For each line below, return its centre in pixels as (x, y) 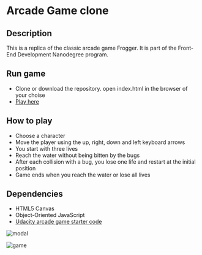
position (25, 168)
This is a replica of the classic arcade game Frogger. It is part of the (92, 48)
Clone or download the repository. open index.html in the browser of (101, 88)
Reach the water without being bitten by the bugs (77, 155)
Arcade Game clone (58, 11)
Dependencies (35, 194)
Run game (26, 74)
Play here (27, 101)
